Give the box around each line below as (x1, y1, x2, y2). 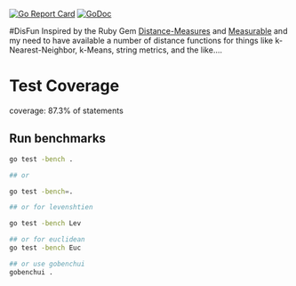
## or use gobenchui (9, 259, 86, 268)
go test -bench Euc (9, 243, 82, 252)
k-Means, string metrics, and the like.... (79, 45, 223, 55)
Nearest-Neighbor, (9, 45, 78, 55)
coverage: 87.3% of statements (9, 105, 124, 116)
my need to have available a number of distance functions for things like (9, 36, 274, 45)
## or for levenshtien (9, 203, 93, 212)
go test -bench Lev (9, 219, 82, 228)
